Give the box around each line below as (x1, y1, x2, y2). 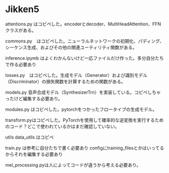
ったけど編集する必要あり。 (5, 95, 63, 102)
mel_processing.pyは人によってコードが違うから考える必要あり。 (5, 162, 141, 168)
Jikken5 (5, 4, 39, 15)
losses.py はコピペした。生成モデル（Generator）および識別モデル (5, 72, 148, 78)
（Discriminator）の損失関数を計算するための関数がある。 (5, 78, 126, 84)
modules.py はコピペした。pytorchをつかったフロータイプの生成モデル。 (5, 106, 157, 112)
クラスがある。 (5, 27, 36, 33)
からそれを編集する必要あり (5, 151, 63, 157)
